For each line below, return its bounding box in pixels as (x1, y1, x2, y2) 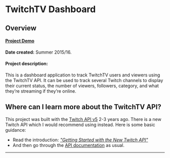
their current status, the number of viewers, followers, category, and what (5, 83, 159, 89)
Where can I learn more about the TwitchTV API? (5, 103, 162, 111)
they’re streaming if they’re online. (5, 88, 77, 94)
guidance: (5, 127, 26, 133)
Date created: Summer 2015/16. (5, 49, 72, 55)
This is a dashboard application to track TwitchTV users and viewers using (5, 72, 160, 78)
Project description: (5, 61, 48, 67)
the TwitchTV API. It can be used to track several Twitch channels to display (5, 77, 163, 83)
